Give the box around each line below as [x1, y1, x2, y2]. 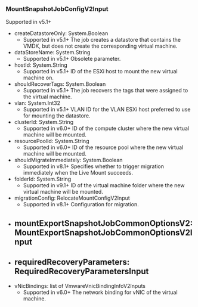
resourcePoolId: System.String [14, 138, 89, 145]
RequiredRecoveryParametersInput [14, 266, 149, 277]
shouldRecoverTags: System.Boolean [14, 80, 106, 88]
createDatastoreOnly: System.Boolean [14, 30, 109, 37]
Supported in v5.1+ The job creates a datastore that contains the [23, 36, 181, 44]
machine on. [23, 74, 54, 82]
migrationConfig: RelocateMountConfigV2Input [14, 194, 131, 201]
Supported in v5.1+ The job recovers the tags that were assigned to [23, 87, 188, 94]
